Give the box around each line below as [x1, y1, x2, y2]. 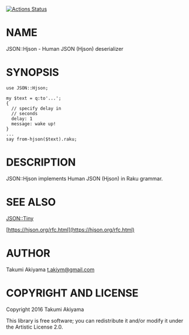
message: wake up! [11, 120, 57, 127]
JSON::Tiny [6, 215, 34, 222]
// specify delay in [11, 105, 61, 111]
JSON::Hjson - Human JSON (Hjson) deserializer [6, 45, 124, 52]
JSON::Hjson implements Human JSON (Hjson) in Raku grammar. [6, 175, 163, 182]
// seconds [11, 110, 38, 116]
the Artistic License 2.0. [6, 323, 63, 330]
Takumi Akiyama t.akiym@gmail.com [6, 266, 95, 273]
